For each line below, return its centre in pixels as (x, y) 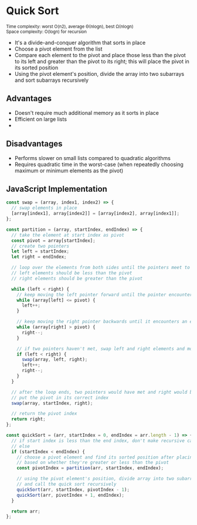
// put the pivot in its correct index (60, 398)
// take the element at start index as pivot (68, 235)
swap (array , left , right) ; (55, 360)
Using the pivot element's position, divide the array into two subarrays (99, 74)
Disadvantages (34, 144)
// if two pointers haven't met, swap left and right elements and (101, 348)
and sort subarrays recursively (52, 80)
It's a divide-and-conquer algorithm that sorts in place (80, 42)
